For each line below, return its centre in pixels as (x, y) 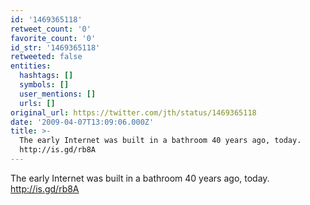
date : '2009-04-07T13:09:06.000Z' (82, 122)
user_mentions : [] (58, 94)
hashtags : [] (46, 76)
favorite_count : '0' (53, 38)
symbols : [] (44, 85)
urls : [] (37, 103)
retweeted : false (46, 57)
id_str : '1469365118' (55, 47)
